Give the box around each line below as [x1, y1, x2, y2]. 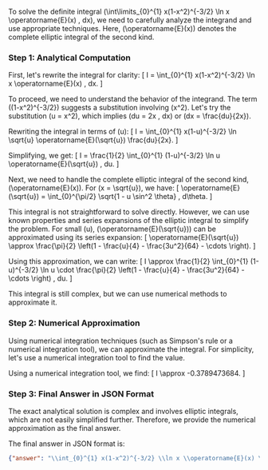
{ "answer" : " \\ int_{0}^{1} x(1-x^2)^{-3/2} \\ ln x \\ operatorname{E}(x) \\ [8, 454, 266, 462]
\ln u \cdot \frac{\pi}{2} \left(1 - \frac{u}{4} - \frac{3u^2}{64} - [40, 265, 245, 275]
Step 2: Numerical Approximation [8, 317, 141, 329]
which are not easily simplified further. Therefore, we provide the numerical [8, 415, 256, 424]
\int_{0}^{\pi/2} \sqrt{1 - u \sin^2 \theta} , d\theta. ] [47, 192, 213, 201]
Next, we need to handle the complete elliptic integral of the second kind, [8, 175, 250, 185]
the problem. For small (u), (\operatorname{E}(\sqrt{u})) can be [8, 224, 217, 234]
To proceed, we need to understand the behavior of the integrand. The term [8, 94, 258, 104]
